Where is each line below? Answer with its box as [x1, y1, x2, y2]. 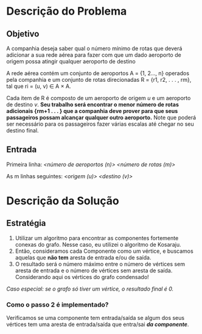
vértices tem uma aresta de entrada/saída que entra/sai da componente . [6, 321, 189, 328]
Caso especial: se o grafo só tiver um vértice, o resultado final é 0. [6, 285, 174, 292]
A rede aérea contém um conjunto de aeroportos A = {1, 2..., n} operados [6, 70, 190, 77]
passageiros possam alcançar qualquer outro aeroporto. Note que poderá [6, 114, 197, 121]
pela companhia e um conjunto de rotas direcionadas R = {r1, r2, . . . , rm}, [6, 76, 192, 83]
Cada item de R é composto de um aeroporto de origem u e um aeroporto [6, 95, 191, 101]
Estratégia [6, 218, 46, 228]
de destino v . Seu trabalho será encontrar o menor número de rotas [6, 101, 179, 108]
